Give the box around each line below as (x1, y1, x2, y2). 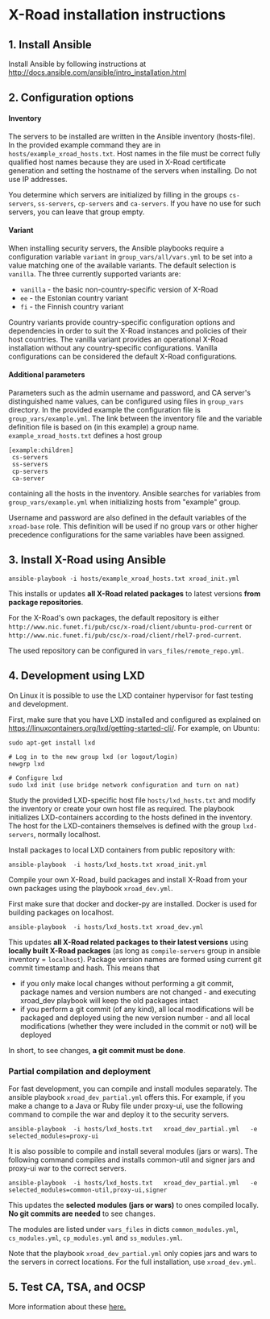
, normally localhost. (33, 829, 101, 839)
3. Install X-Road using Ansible (8, 554, 167, 567)
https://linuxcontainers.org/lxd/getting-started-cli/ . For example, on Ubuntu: (8, 723, 260, 732)
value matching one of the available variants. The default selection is (8, 260, 236, 270)
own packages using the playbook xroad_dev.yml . (8, 883, 173, 893)
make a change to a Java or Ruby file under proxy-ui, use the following (8, 1101, 243, 1110)
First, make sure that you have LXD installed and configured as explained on (8, 715, 261, 724)
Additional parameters (8, 370, 85, 380)
